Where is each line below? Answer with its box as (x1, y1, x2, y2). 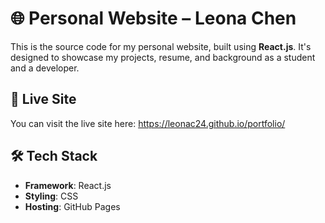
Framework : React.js (24, 179, 112, 191)
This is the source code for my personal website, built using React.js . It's (10, 40, 312, 52)
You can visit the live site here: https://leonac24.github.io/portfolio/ (10, 117, 286, 129)
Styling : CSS (24, 190, 79, 202)
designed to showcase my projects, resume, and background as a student (10, 51, 316, 63)
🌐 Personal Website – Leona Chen (10, 7, 297, 30)
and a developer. (10, 62, 80, 74)
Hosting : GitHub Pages (24, 200, 121, 212)
